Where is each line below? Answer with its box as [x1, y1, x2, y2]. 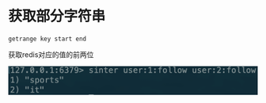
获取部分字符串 [8, 7, 106, 25]
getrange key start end [8, 35, 87, 43]
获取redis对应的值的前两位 [8, 49, 94, 59]
